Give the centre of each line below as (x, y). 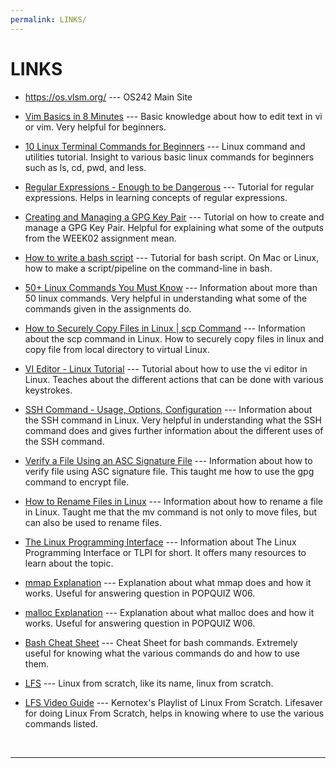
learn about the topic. (69, 563)
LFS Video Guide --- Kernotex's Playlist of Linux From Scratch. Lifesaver (173, 702)
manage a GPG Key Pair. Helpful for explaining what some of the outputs (174, 227)
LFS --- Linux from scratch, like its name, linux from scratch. (149, 683)
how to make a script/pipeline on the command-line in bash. (148, 268)
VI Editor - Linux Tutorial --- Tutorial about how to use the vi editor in (166, 368)
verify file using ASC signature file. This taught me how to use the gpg (169, 471)
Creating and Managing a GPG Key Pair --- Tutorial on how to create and (174, 217)
